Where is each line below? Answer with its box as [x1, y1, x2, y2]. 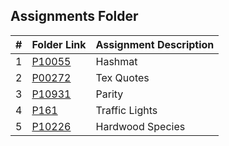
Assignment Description [95, 37, 215, 51]
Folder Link [31, 37, 87, 51]
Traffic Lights [95, 103, 158, 117]
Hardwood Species [95, 119, 186, 133]
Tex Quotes [95, 70, 150, 84]
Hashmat [95, 54, 138, 68]
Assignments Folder [10, 8, 139, 25]
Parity [95, 87, 124, 101]
